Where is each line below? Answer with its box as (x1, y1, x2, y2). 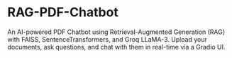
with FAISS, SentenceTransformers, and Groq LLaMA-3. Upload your (7, 35, 208, 43)
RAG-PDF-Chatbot (7, 4, 118, 21)
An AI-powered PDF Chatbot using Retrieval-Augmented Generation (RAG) (7, 28, 226, 36)
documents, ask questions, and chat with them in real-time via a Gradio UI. (7, 42, 226, 51)
